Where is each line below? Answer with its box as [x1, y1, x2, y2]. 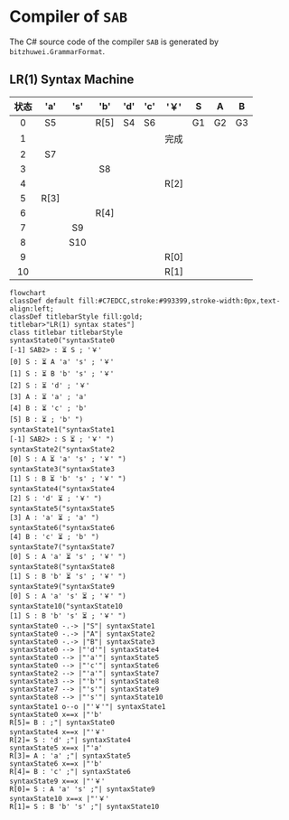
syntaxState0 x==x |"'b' [9, 710, 103, 719]
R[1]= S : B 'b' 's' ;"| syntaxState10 [9, 802, 160, 811]
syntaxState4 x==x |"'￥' [9, 727, 106, 737]
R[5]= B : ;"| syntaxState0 [9, 718, 116, 727]
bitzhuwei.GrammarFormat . [9, 45, 106, 56]
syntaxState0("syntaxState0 [9, 336, 116, 345]
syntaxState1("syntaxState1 [9, 424, 116, 434]
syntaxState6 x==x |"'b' [9, 759, 103, 769]
